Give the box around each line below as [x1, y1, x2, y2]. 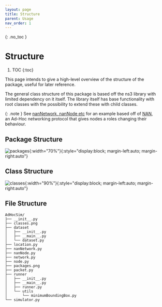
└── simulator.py [5, 297, 40, 302]
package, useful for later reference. [5, 82, 76, 87]
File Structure [5, 200, 47, 208]
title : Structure [5, 12, 40, 17]
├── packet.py [5, 268, 34, 273]
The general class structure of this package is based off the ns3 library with [5, 91, 156, 97]
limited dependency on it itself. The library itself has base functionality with [5, 96, 155, 102]
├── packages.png [5, 263, 40, 268]
